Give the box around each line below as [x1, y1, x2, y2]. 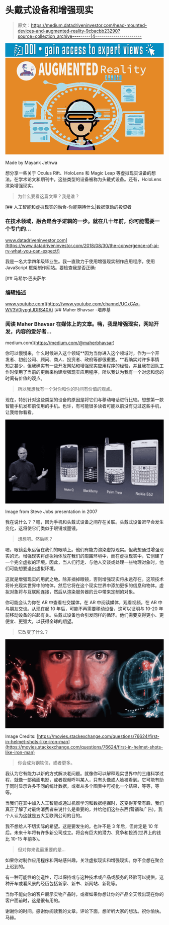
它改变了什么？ [17, 629, 49, 635]
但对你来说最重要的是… [17, 847, 66, 853]
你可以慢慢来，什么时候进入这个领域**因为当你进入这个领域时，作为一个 [5, 350, 155, 356]
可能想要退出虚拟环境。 [9, 565, 58, 571]
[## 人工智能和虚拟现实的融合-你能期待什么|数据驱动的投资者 [5, 204, 132, 210]
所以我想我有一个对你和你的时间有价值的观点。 [17, 386, 115, 392]
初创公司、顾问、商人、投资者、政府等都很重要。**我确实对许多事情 [18, 357, 160, 363]
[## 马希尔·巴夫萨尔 [5, 275, 46, 281]
